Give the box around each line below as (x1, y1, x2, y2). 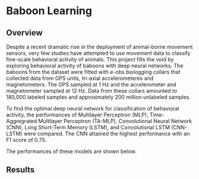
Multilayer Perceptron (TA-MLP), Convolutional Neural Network (38, 118, 192, 125)
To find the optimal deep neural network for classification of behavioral (6, 105, 179, 112)
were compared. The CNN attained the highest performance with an (23, 130, 190, 137)
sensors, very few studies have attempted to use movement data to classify (6, 50, 191, 57)
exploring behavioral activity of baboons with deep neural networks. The (6, 62, 184, 69)
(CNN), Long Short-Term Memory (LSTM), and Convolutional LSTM (6, 124, 171, 131)
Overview (6, 28, 43, 38)
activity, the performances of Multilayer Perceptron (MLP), (6, 111, 149, 118)
